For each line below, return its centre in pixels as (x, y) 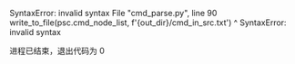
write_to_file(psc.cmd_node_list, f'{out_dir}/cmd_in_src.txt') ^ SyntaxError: (148, 23)
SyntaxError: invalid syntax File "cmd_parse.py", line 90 (113, 13)
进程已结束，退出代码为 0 (57, 50)
